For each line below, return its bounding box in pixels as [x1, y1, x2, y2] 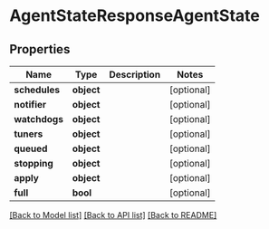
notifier [14, 99, 47, 110]
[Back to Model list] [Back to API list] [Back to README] [9, 210, 217, 220]
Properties [9, 42, 71, 57]
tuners [14, 128, 43, 140]
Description [108, 69, 161, 81]
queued [14, 142, 48, 155]
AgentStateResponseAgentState [9, 5, 260, 26]
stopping [14, 157, 54, 169]
